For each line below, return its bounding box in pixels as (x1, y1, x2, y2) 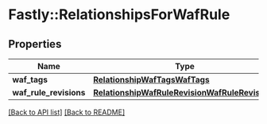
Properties (8, 37, 62, 51)
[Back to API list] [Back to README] (8, 107, 126, 117)
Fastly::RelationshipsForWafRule (8, 6, 230, 24)
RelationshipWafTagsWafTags (92, 74, 210, 85)
